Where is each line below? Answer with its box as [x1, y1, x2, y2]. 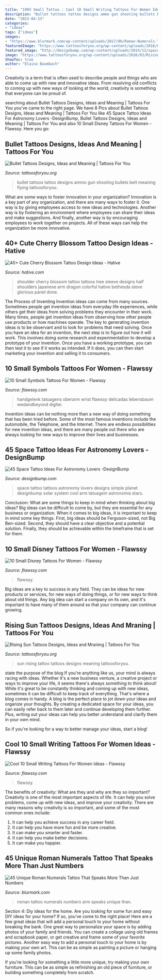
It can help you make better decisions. [12, 835, 89, 841]
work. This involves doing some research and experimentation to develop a [5, 334, 155, 340]
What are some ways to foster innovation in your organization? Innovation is [5, 194, 157, 200]
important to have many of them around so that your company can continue [5, 602, 156, 608]
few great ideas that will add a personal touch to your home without [5, 919, 140, 924]
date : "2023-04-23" [5, 16, 45, 21]
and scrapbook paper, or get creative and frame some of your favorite [5, 934, 145, 940]
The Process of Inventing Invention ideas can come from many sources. [5, 298, 149, 304]
